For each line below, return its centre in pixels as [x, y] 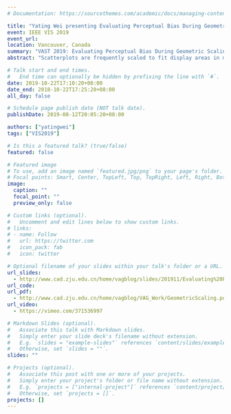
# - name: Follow [32, 235]
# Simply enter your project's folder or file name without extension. [115, 380]
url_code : [21, 285]
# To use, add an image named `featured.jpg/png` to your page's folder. [115, 171]
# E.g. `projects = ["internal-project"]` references [89, 387]
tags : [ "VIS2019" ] [33, 133]
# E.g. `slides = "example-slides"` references [80, 342]
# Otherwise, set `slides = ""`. [58, 349]
